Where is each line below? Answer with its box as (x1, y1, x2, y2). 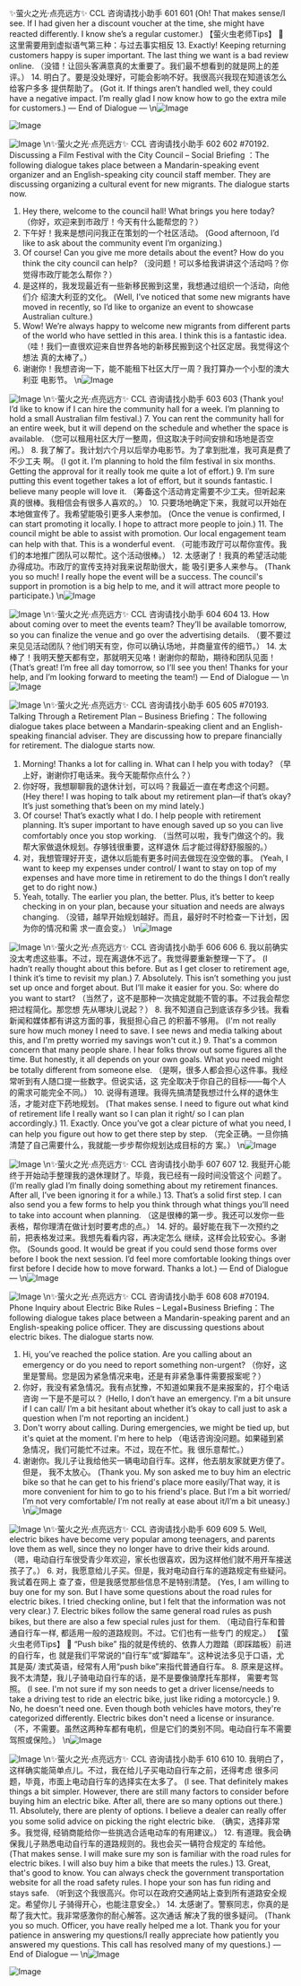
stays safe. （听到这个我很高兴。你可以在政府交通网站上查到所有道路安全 (9, 1887, 279, 1898)
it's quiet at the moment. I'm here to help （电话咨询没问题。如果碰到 (21, 1433, 277, 1443)
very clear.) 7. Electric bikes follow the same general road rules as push (9, 1606, 272, 1616)
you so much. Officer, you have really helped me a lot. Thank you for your (9, 1921, 280, 1930)
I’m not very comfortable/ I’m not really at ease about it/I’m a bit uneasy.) (21, 1496, 291, 1506)
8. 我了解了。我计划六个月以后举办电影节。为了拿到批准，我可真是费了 (30, 445, 292, 455)
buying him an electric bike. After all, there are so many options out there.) (9, 1796, 284, 1806)
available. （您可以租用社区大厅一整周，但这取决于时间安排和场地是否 (9, 433, 267, 444)
